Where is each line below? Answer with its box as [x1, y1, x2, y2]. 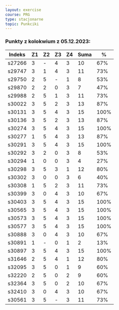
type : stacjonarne [5, 17, 43, 22]
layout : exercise [5, 7, 41, 13]
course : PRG [5, 12, 30, 17]
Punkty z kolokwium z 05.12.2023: [5, 38, 91, 45]
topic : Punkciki [5, 21, 39, 27]
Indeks [9, 51, 26, 58]
